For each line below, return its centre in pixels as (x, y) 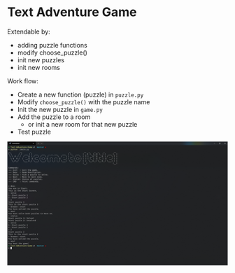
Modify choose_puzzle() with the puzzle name (84, 101)
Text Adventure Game (72, 12)
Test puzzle (34, 132)
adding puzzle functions (52, 45)
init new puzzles (41, 59)
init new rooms (39, 67)
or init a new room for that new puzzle (83, 124)
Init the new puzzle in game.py (60, 109)
